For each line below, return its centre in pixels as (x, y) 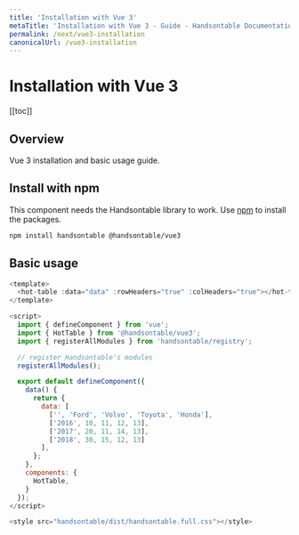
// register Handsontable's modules (85, 357)
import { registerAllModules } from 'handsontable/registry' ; (135, 341)
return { (49, 398)
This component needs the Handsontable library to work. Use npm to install (148, 209)
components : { (51, 473)
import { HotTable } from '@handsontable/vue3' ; (109, 333)
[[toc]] (21, 111)
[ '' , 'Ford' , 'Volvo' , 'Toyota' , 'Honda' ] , (131, 415)
